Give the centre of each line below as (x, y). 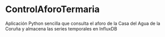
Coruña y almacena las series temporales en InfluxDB (61, 28)
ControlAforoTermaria (53, 9)
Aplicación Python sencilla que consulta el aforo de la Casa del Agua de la (83, 23)
